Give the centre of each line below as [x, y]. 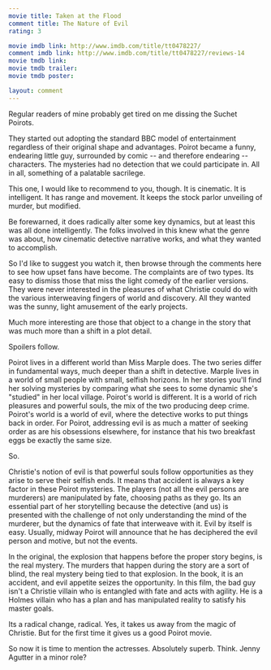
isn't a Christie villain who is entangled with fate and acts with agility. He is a [136, 591]
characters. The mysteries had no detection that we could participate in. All [134, 164]
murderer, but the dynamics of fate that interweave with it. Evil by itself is [130, 523]
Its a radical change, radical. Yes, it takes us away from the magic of [123, 624]
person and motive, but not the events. [73, 541]
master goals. [31, 608]
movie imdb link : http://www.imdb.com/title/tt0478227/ [105, 46]
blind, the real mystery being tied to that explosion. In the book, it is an [126, 573]
